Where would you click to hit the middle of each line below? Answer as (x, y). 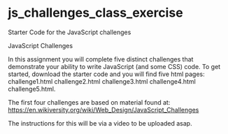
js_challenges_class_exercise (96, 13)
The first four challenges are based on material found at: (89, 102)
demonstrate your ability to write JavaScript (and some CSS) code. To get (114, 66)
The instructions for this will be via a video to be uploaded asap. (100, 123)
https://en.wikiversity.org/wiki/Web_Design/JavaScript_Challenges (104, 110)
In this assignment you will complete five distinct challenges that (101, 59)
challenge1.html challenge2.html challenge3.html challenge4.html (102, 81)
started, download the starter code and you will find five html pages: (106, 74)
